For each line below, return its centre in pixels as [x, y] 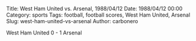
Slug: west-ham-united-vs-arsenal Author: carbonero [72, 21]
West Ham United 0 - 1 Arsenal [44, 33]
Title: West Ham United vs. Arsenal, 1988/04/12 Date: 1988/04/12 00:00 [94, 9]
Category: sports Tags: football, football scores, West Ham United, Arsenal [98, 15]
